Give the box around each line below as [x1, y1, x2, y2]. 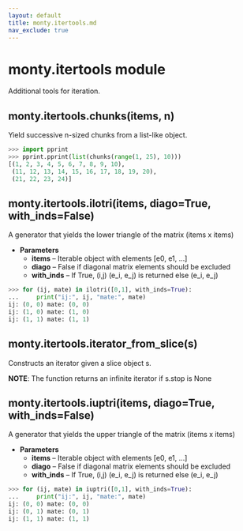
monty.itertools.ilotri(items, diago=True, [8, 197, 211, 210]
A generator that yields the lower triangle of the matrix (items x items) [8, 230, 234, 239]
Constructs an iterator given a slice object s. [8, 358, 151, 367]
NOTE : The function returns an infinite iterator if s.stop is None [8, 373, 212, 383]
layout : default [8, 11, 62, 20]
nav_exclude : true [8, 26, 69, 34]
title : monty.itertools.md [8, 19, 97, 27]
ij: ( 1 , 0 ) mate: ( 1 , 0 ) [8, 307, 90, 316]
